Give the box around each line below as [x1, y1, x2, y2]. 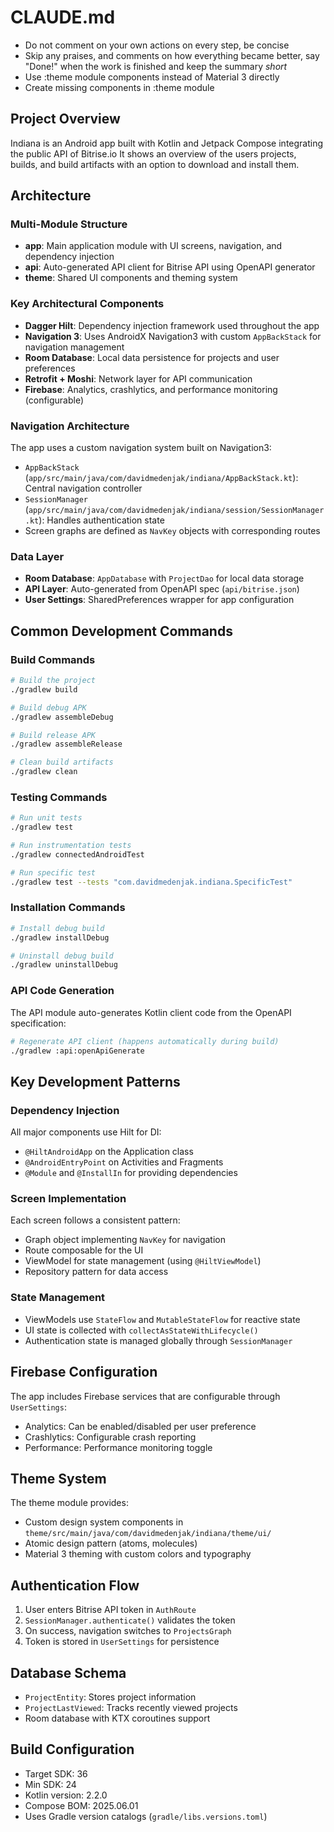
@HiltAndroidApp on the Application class [24, 1146, 194, 1158]
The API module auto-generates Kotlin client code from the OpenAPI [10, 1006, 292, 1018]
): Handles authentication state [38, 514, 165, 526]
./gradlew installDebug [10, 932, 110, 943]
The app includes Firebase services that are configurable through [10, 1390, 281, 1402]
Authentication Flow [10, 1577, 140, 1594]
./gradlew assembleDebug [10, 712, 114, 722]
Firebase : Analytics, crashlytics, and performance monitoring [24, 383, 278, 395]
